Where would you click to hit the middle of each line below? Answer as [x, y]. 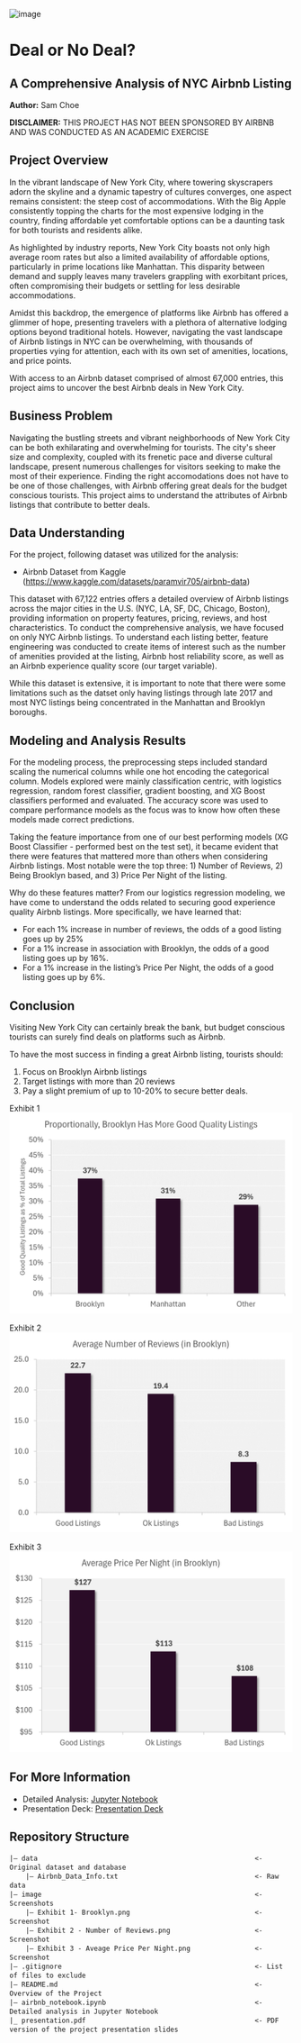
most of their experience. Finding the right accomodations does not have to [149, 476]
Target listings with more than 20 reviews [98, 1082]
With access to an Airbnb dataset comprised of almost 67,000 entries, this [146, 377]
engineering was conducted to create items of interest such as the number [147, 647]
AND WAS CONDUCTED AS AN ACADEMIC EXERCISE [109, 132]
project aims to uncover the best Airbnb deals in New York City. [127, 387]
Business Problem [61, 416]
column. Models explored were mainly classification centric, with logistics [146, 781]
